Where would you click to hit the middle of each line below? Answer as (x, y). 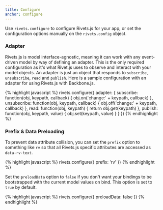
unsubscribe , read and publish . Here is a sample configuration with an (76, 78)
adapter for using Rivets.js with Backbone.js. (50, 83)
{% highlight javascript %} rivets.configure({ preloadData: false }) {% (75, 197)
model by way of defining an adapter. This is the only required (82, 62)
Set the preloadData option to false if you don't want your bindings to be (79, 177)
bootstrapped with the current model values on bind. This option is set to (79, 182)
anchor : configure (24, 14)
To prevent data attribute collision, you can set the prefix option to (73, 142)
